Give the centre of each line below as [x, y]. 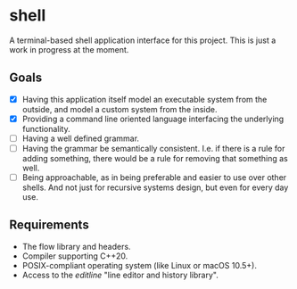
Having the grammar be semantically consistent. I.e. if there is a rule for [153, 148]
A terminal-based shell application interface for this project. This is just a [143, 40]
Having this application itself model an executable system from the [144, 99]
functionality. [46, 128]
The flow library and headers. [76, 246]
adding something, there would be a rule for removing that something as [155, 158]
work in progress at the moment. [69, 49]
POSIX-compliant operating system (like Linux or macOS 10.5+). [139, 265]
